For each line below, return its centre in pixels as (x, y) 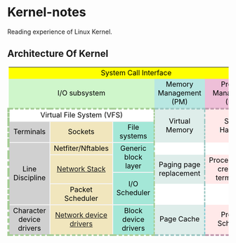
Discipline (29, 178)
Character (29, 210)
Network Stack (81, 169)
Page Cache (179, 219)
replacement (180, 173)
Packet (81, 189)
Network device (81, 215)
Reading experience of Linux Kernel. (60, 32)
